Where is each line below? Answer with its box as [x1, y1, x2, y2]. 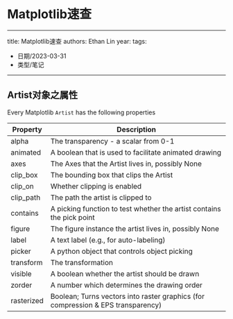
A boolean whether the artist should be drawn [50, 268, 200, 278]
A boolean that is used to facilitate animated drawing [50, 147, 222, 157]
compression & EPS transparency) [50, 300, 162, 309]
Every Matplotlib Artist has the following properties [7, 108, 156, 117]
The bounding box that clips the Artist [50, 170, 173, 180]
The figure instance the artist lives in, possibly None [50, 223, 220, 233]
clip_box [10, 170, 38, 180]
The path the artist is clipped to [50, 192, 152, 202]
